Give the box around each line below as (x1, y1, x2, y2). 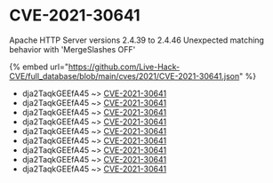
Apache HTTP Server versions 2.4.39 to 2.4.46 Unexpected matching (9, 35, 265, 45)
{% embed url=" (9, 61, 69, 72)
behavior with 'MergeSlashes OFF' (9, 44, 136, 54)
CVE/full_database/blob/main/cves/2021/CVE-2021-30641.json (9, 70, 240, 81)
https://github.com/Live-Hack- (68, 61, 181, 72)
